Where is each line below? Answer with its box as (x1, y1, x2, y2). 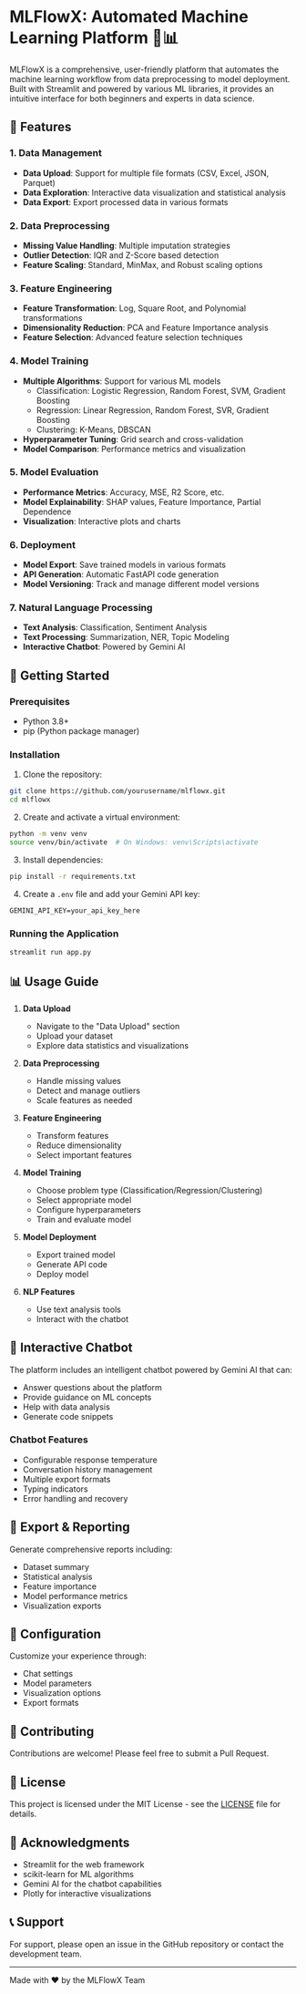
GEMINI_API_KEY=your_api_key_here (9, 905, 141, 915)
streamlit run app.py (9, 948, 92, 957)
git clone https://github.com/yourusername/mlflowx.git (9, 787, 226, 796)
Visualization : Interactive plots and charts (22, 515, 181, 526)
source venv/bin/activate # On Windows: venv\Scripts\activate (9, 838, 259, 847)
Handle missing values (36, 1075, 121, 1086)
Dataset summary (22, 1561, 89, 1572)
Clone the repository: (22, 769, 103, 780)
